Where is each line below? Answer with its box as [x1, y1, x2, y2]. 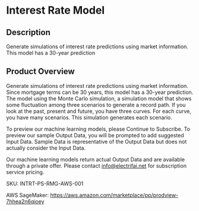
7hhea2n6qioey [6, 197, 45, 205]
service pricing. [6, 168, 45, 175]
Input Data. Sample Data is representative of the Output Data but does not [6, 138, 187, 145]
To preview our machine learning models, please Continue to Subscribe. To [6, 125, 190, 133]
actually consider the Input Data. [6, 144, 86, 152]
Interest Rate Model [6, 4, 105, 17]
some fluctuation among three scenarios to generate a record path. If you [6, 101, 186, 108]
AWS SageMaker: [6, 191, 49, 199]
